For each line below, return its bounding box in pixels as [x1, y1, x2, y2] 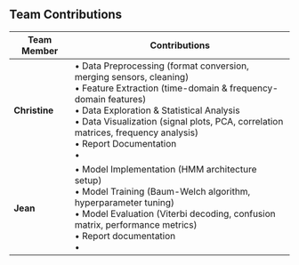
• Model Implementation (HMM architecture [74, 163, 257, 175]
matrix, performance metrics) [74, 218, 198, 230]
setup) [74, 173, 102, 186]
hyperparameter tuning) [74, 196, 175, 208]
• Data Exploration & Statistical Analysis [74, 104, 240, 116]
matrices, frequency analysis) [74, 126, 198, 139]
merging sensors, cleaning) [74, 70, 190, 83]
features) [108, 92, 147, 105]
